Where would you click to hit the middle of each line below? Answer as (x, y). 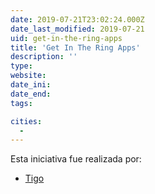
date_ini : (31, 85)
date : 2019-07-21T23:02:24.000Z (77, 19)
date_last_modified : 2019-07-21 (77, 29)
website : (28, 76)
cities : (26, 121)
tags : (21, 103)
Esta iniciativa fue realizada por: (76, 159)
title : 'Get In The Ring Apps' (75, 47)
